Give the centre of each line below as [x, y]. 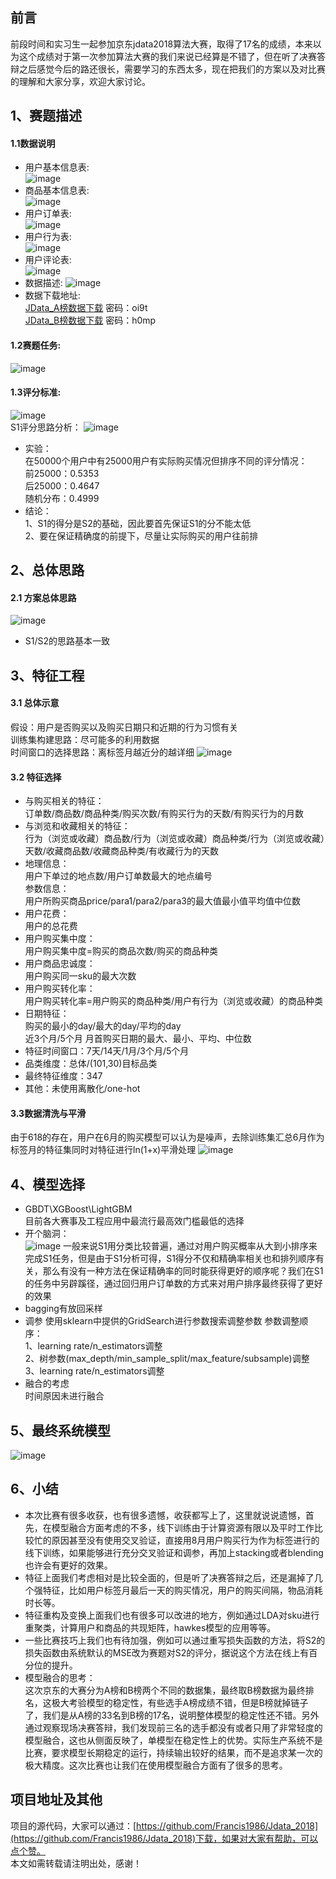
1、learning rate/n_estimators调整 [93, 1346]
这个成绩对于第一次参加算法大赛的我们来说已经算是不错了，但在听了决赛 [167, 56]
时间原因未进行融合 [64, 1396]
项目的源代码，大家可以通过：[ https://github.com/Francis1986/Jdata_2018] [164, 1825]
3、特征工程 [47, 675]
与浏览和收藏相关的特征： [77, 826]
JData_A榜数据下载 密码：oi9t [86, 308]
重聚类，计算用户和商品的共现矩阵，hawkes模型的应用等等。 [150, 1627]
